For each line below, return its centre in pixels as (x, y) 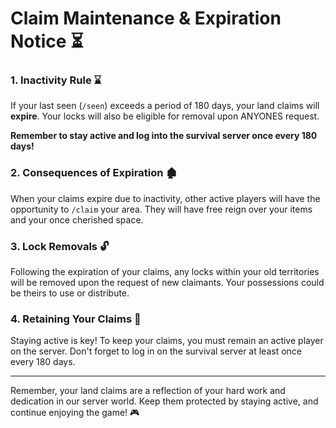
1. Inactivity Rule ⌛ (56, 80)
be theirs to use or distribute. (70, 293)
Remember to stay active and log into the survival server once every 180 (164, 136)
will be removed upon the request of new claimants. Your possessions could (167, 283)
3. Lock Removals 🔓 (60, 246)
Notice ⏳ (47, 41)
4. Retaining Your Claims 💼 (76, 319)
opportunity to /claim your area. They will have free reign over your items (161, 209)
